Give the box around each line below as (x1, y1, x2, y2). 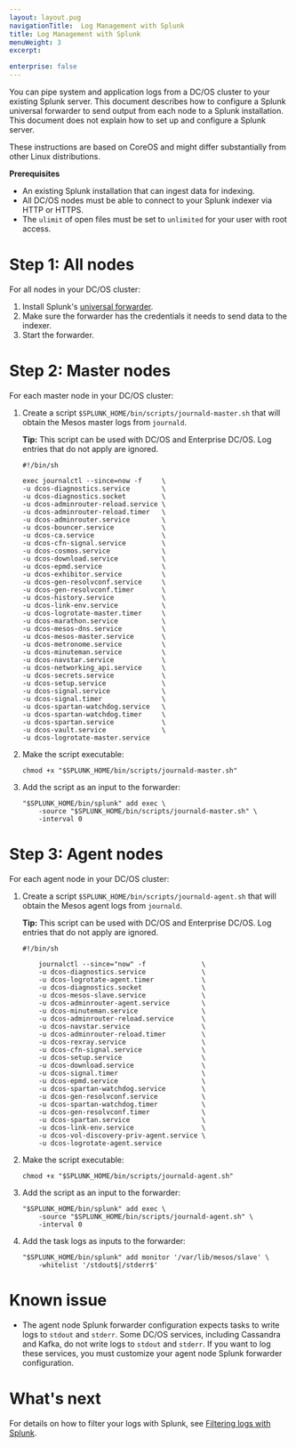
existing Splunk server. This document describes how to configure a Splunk (9, 96, 286, 107)
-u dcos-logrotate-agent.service (38, 1138, 163, 1148)
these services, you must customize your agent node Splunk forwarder (21, 1347, 283, 1358)
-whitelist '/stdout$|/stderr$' (38, 1260, 158, 1269)
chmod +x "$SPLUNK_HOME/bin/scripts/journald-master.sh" (21, 766, 238, 775)
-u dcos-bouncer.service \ (21, 522, 166, 532)
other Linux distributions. (9, 151, 100, 161)
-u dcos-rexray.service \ (38, 1038, 206, 1047)
